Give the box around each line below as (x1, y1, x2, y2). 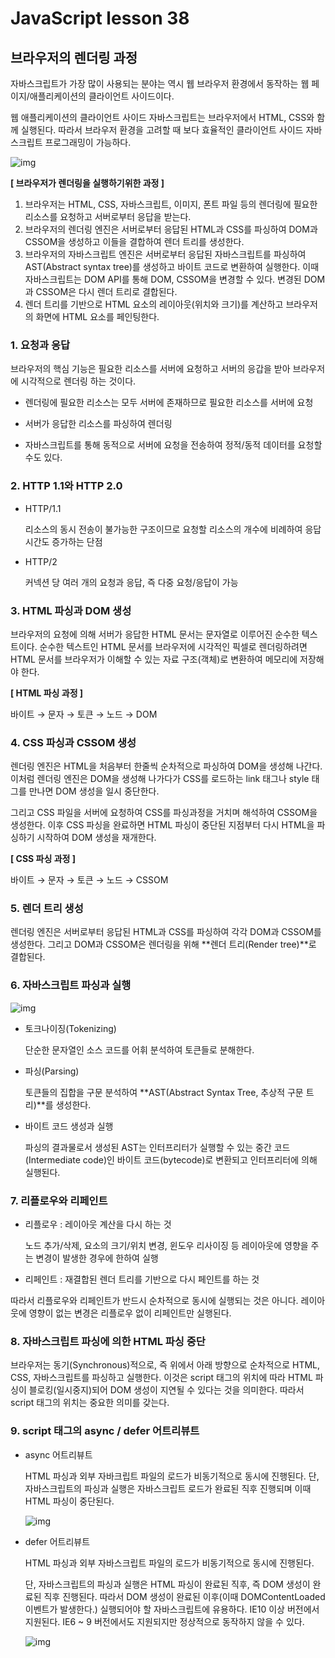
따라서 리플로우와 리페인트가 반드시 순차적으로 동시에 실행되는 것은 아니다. (10, 1295, 299, 1307)
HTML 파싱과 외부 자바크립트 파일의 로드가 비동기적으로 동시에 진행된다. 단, (24, 1470, 320, 1482)
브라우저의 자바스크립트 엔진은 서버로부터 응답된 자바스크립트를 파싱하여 (24, 248, 307, 260)
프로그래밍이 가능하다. (44, 137, 132, 148)
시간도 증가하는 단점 (24, 535, 103, 547)
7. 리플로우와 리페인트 (10, 1193, 108, 1207)
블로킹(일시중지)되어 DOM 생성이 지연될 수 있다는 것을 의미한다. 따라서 (28, 1384, 305, 1396)
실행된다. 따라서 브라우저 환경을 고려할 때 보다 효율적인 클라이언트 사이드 (20, 124, 304, 136)
